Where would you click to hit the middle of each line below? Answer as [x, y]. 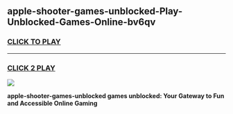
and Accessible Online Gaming [52, 103]
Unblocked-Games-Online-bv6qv [81, 22]
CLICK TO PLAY [34, 42]
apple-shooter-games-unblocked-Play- [95, 11]
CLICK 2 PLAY [31, 68]
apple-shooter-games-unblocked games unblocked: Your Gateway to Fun [116, 95]
